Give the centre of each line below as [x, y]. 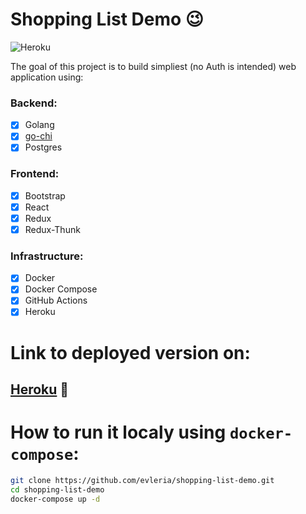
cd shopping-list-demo [57, 489]
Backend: [34, 103]
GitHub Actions [56, 300]
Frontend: [35, 174]
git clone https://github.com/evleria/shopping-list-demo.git [142, 481]
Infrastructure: [47, 256]
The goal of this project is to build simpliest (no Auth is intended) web [153, 66]
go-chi [38, 136]
